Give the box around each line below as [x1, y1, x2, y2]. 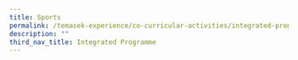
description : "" [9, 29, 69, 38]
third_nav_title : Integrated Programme [9, 37, 157, 47]
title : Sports [9, 12, 62, 22]
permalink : [9, 21, 50, 30]
